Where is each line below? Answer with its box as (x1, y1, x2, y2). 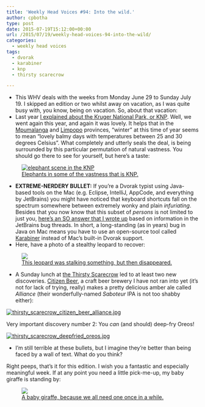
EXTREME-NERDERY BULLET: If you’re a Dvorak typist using (15, 182, 169, 190)
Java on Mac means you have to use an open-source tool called (15, 228, 177, 236)
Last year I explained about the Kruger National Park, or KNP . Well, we (15, 113, 192, 121)
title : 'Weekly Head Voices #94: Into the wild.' (6, 9, 135, 15)
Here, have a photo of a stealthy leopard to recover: (15, 241, 145, 248)
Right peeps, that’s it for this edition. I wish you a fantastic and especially (6, 362, 189, 370)
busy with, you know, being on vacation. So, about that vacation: (15, 106, 178, 114)
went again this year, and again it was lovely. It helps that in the (15, 120, 174, 127)
